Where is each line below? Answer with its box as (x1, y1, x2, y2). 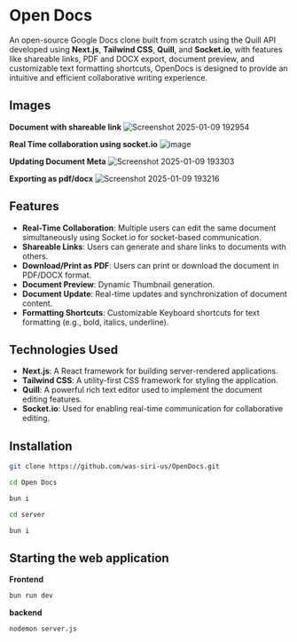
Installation (9, 438, 73, 453)
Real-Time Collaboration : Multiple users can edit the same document (21, 223, 277, 233)
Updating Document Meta (9, 156, 106, 167)
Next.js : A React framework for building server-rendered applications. (21, 365, 279, 377)
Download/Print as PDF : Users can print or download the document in (21, 260, 279, 270)
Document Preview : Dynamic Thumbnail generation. (21, 278, 215, 289)
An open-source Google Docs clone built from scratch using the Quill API (9, 35, 277, 45)
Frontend (9, 574, 44, 585)
